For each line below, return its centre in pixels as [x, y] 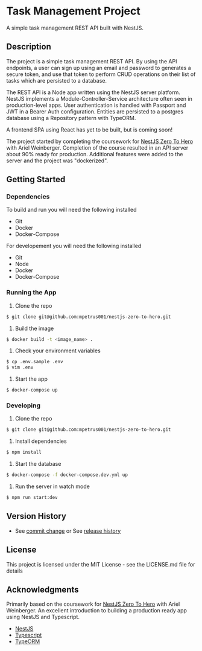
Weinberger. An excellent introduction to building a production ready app [96, 611]
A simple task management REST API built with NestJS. [75, 28]
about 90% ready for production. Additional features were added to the [95, 154]
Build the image [34, 328]
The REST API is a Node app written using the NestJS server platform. [93, 92]
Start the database [38, 464]
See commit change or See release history [68, 531]
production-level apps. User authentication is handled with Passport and [96, 105]
